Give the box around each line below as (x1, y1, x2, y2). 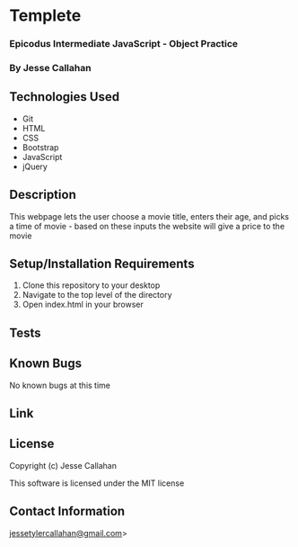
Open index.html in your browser (22, 299, 144, 310)
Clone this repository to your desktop (22, 280, 161, 291)
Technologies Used (9, 89, 119, 104)
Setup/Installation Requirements (9, 256, 195, 272)
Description (9, 187, 76, 202)
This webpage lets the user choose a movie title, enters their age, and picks (9, 211, 290, 221)
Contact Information (9, 504, 126, 519)
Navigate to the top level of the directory (22, 290, 172, 300)
